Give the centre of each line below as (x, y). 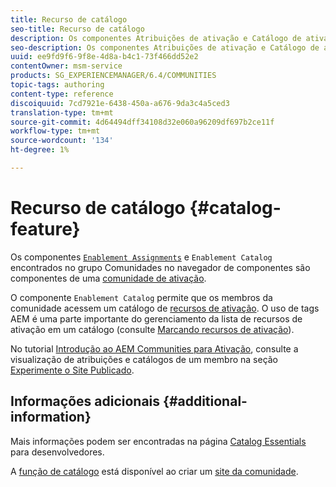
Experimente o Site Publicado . (72, 370)
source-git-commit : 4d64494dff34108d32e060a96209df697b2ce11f (142, 122)
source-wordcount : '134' (62, 141)
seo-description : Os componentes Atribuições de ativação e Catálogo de (165, 47)
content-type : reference (62, 94)
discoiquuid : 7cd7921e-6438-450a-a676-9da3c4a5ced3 (120, 103)
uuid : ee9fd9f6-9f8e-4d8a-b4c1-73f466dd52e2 (104, 57)
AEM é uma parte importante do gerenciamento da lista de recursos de (156, 318)
